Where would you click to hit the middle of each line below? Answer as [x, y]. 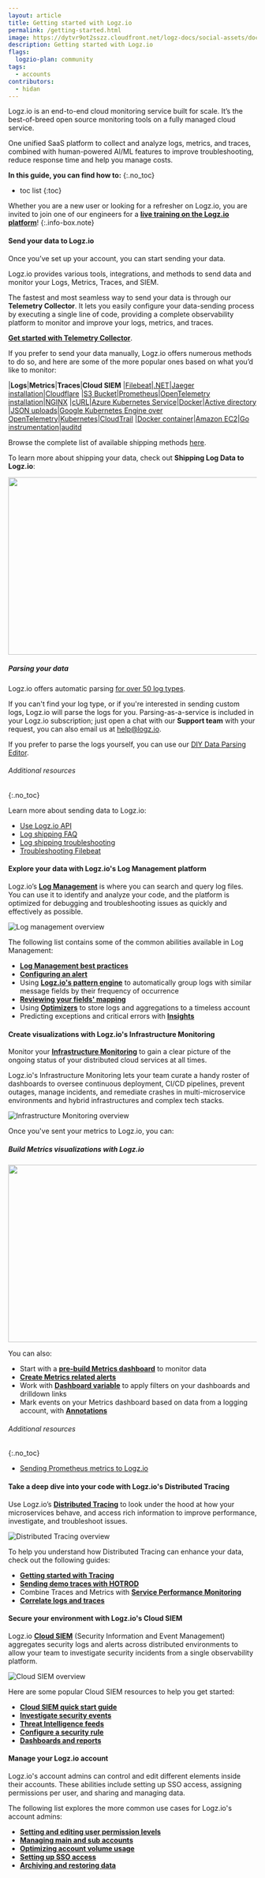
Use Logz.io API [46, 825]
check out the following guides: [59, 1560]
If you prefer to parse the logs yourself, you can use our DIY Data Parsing [127, 744]
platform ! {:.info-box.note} [51, 223]
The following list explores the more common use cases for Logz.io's [120, 1808]
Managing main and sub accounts [77, 1840]
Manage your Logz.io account [58, 1758]
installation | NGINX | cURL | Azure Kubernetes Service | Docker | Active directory [132, 402]
